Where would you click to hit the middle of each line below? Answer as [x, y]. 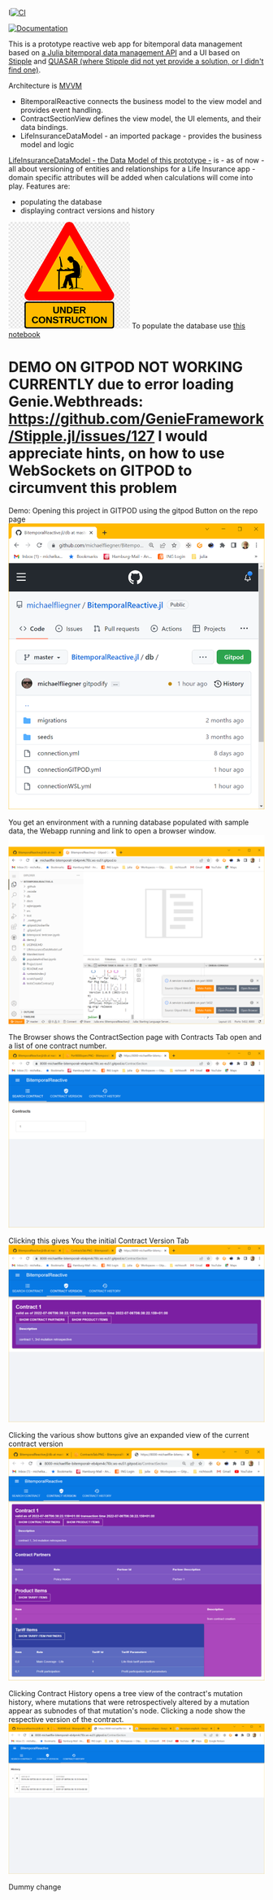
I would [183, 437]
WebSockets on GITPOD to [100, 471]
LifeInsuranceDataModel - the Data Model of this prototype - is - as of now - [136, 160]
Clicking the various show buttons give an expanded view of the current [129, 1435]
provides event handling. [61, 110]
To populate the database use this [188, 326]
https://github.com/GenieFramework [136, 419]
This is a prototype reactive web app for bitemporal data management [126, 44]
